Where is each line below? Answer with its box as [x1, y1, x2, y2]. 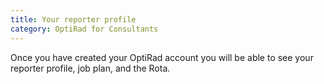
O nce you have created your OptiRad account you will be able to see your [10, 51, 314, 63]
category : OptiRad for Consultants [10, 24, 159, 34]
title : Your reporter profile [10, 14, 137, 25]
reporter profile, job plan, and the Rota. [10, 62, 171, 74]
